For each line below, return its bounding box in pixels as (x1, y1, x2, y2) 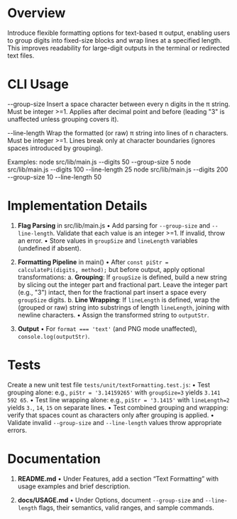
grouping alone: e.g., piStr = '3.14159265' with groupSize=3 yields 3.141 (7, 388, 221, 397)
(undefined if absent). (17, 243, 82, 252)
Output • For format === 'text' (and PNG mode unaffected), (17, 324, 197, 332)
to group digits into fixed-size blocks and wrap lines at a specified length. (7, 36, 222, 44)
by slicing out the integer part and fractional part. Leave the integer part (17, 280, 228, 289)
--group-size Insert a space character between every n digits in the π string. (7, 100, 231, 108)
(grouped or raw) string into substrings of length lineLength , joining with (17, 303, 230, 311)
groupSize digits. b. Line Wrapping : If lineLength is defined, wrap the (17, 295, 220, 304)
